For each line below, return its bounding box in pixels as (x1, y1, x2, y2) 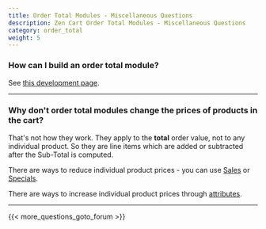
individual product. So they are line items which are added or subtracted (8, 141, 244, 151)
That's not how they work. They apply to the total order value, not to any (8, 132, 245, 143)
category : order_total (8, 26, 83, 34)
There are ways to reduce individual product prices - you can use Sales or (8, 165, 250, 174)
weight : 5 (8, 33, 41, 42)
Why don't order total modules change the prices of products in (8, 105, 258, 116)
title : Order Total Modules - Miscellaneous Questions (8, 11, 193, 20)
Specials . (8, 174, 38, 183)
